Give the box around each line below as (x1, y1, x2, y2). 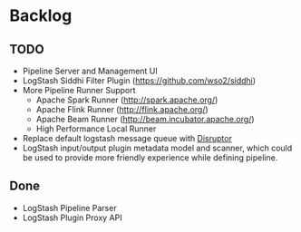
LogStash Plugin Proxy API (22, 212, 122, 223)
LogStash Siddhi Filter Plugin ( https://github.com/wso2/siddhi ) (22, 75, 257, 86)
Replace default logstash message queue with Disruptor (22, 133, 233, 143)
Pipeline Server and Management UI (22, 65, 159, 76)
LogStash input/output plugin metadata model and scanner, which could (22, 142, 293, 153)
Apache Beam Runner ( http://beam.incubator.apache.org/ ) (35, 114, 256, 124)
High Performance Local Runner (35, 123, 157, 134)
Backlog (9, 5, 73, 26)
